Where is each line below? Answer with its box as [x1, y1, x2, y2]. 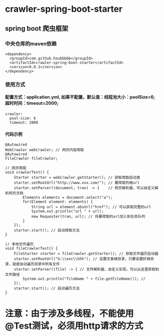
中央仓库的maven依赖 [5, 40, 57, 47]
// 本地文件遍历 [5, 242, 34, 247]
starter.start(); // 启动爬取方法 [14, 228, 80, 233]
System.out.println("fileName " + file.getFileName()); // [23, 277, 146, 281]
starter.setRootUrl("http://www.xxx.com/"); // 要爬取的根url [14, 180, 140, 185]
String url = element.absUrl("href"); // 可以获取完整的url [31, 205, 151, 210]
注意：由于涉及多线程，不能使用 [5, 308, 134, 319]
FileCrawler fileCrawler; [5, 156, 58, 161]
